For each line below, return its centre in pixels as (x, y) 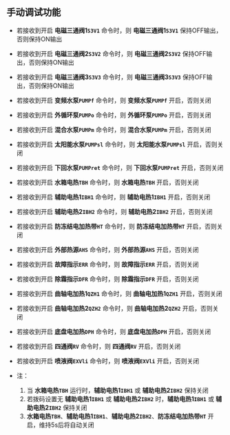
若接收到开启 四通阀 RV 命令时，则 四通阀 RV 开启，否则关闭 (98, 346)
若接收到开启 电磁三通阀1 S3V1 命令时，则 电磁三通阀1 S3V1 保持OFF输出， (119, 30)
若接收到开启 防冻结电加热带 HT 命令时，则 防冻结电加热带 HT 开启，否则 (117, 226)
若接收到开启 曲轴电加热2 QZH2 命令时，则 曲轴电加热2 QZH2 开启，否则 (114, 308)
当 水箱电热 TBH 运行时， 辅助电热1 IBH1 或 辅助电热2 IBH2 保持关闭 (117, 390)
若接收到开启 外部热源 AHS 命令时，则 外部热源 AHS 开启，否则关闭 (107, 249)
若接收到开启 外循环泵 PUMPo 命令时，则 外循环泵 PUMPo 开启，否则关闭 (114, 115)
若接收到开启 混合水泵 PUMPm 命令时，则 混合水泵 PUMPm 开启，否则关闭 (114, 129)
